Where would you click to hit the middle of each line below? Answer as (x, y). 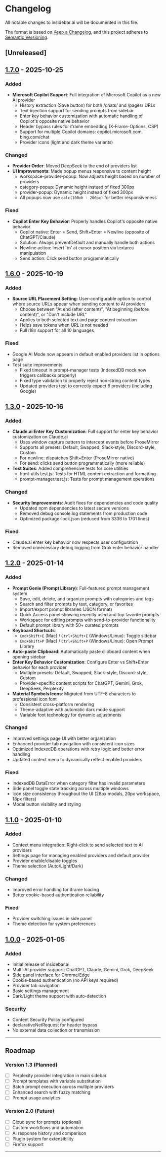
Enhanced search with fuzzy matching (51, 1092)
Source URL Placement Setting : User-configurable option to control (82, 299)
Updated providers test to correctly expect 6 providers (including (86, 386)
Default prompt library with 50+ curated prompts (69, 625)
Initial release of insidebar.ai (41, 964)
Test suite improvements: (38, 364)
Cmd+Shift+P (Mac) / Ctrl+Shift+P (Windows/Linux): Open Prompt (86, 641)
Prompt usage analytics (36, 1098)
